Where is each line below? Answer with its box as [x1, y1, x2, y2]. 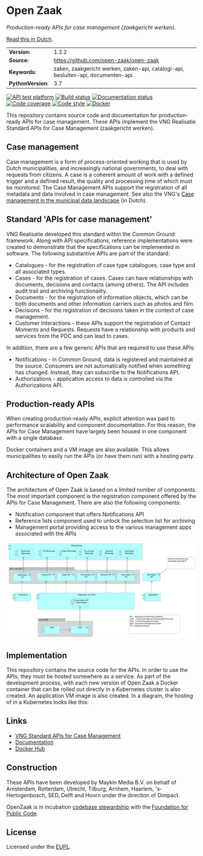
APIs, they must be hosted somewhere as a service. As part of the [6, 672, 171, 680]
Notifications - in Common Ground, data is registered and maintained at [14, 356, 193, 363]
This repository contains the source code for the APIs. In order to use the [6, 666, 188, 673]
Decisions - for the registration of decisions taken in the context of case [14, 307, 195, 314]
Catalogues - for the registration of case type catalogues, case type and [14, 261, 195, 268]
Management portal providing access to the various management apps [14, 523, 192, 531]
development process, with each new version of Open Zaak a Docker [6, 679, 179, 686]
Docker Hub [14, 745, 45, 752]
